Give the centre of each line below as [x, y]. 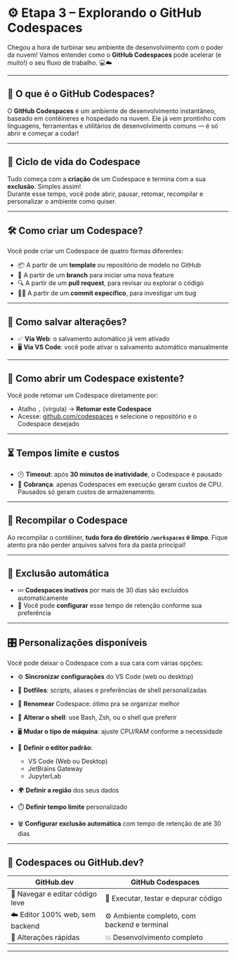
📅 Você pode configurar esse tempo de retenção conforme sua [110, 606]
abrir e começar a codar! [43, 133]
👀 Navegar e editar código [54, 894]
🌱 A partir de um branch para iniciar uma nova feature [96, 275]
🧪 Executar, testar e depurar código [164, 899]
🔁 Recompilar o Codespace [67, 521]
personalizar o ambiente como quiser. [62, 201]
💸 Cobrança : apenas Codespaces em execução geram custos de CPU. [120, 484]
